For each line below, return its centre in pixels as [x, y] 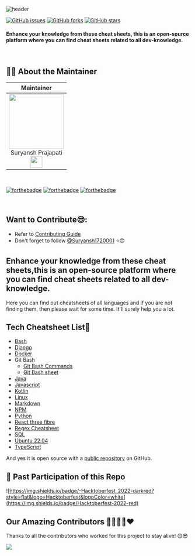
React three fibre [35, 422]
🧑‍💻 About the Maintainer [52, 71]
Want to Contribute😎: [47, 220]
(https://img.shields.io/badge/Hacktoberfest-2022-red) [72, 503]
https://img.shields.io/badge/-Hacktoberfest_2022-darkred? [82, 491]
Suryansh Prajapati [36, 153]
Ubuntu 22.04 [31, 441]
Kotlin [21, 391]
